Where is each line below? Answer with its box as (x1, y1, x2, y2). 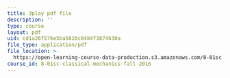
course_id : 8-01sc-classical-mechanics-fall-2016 (7, 60, 152, 67)
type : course (7, 22, 44, 29)
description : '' (7, 16, 53, 23)
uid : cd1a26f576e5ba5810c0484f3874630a (7, 35, 121, 42)
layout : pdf (7, 28, 41, 36)
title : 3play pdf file (7, 9, 72, 17)
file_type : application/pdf (7, 41, 88, 48)
